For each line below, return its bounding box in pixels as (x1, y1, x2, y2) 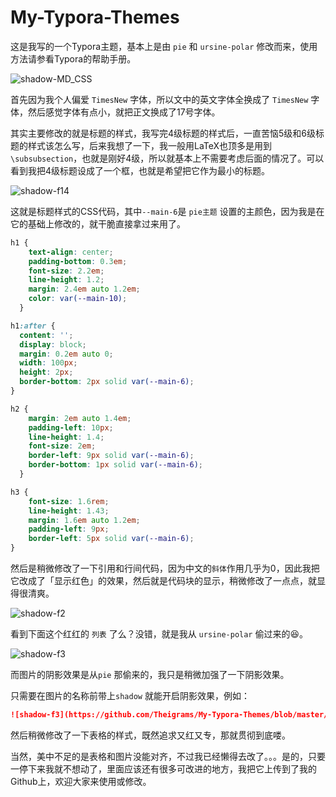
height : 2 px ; (19, 367, 74, 378)
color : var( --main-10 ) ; (28, 294, 128, 304)
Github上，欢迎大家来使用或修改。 (10, 775, 152, 787)
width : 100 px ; (19, 358, 78, 368)
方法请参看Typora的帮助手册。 (10, 52, 137, 65)
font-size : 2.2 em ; (28, 266, 105, 276)
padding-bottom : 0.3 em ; (28, 256, 128, 266)
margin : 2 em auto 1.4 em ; (28, 413, 132, 423)
